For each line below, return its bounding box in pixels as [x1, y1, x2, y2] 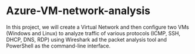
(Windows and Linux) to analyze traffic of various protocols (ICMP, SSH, [6, 29, 181, 36]
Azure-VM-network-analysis [6, 4, 151, 18]
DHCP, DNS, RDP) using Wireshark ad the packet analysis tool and [6, 36, 167, 43]
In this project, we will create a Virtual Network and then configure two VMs [6, 23, 189, 31]
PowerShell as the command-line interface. [6, 42, 110, 49]
